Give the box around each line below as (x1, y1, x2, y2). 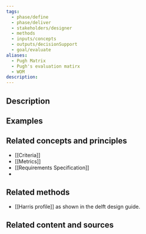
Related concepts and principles (6, 136, 128, 146)
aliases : (6, 52, 28, 58)
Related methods (6, 188, 70, 198)
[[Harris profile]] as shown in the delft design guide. (14, 203, 140, 210)
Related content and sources (6, 220, 114, 230)
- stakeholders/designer (11, 25, 72, 31)
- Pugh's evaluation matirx (11, 63, 81, 69)
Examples (6, 116, 43, 126)
